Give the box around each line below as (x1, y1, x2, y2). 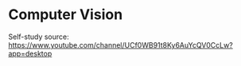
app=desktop (8, 49, 52, 58)
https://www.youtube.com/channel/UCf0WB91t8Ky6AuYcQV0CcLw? (8, 40, 233, 49)
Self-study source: (8, 32, 69, 41)
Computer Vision (8, 6, 123, 24)
